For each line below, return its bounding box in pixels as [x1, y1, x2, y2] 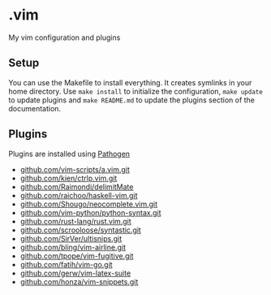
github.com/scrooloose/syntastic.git [19, 225, 142, 235]
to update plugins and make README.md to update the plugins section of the [8, 95, 256, 105]
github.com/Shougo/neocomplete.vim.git [19, 199, 158, 209]
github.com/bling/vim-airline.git [19, 242, 126, 252]
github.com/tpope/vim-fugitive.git [19, 250, 134, 261]
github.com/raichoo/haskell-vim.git [19, 190, 138, 200]
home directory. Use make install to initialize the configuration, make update [8, 86, 264, 96]
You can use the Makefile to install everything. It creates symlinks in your [8, 77, 252, 87]
